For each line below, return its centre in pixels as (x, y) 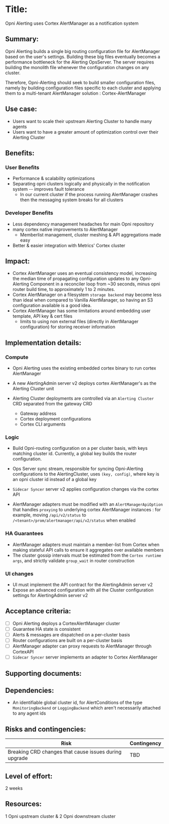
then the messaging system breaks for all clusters (72, 200)
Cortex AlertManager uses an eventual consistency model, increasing (84, 273)
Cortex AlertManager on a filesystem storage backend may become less (87, 295)
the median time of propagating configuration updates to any (76, 279)
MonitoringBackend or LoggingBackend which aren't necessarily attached (87, 708)
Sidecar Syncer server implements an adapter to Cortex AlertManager (85, 657)
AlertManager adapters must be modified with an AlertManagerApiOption (88, 504)
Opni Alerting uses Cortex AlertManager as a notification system (72, 23)
